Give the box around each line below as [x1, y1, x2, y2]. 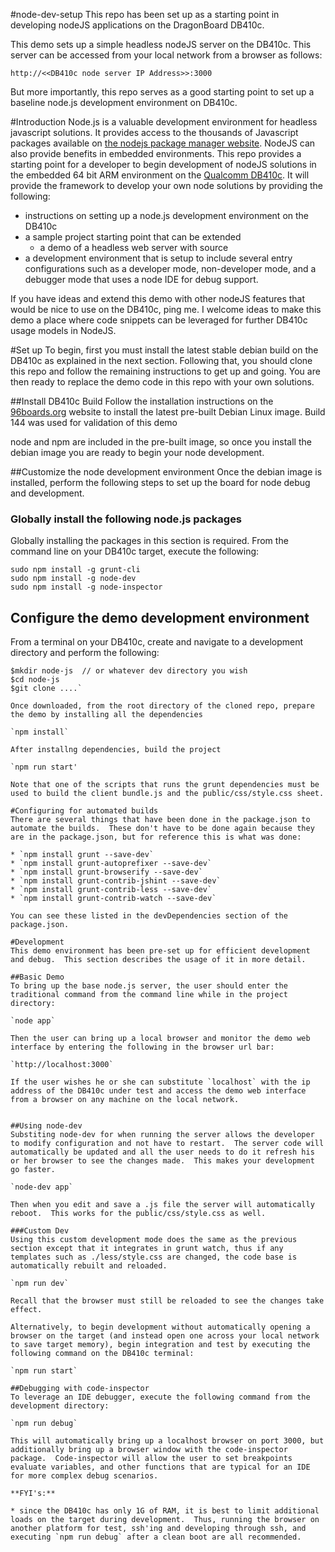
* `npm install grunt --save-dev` [10, 850, 155, 860]
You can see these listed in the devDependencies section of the [10, 911, 288, 921]
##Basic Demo [10, 972, 65, 983]
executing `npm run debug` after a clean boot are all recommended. [10, 1532, 302, 1543]
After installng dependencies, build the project [10, 745, 222, 755]
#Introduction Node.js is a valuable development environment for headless [10, 116, 318, 128]
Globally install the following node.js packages [10, 512, 243, 526]
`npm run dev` [10, 1279, 70, 1289]
